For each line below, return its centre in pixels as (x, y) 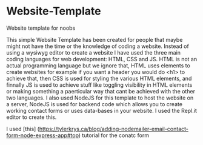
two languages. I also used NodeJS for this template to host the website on (100, 98)
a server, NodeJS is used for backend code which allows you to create (95, 104)
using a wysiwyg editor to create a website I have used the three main (93, 52)
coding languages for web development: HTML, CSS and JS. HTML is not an (102, 59)
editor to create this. (32, 117)
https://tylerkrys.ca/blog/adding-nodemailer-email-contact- (114, 129)
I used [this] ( (23, 129)
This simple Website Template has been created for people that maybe (95, 39)
